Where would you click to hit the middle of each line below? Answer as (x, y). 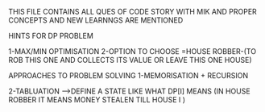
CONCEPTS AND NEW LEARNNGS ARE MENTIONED (96, 20)
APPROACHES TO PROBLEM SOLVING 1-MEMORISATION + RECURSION (128, 75)
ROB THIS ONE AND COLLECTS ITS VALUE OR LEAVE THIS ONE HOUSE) (130, 60)
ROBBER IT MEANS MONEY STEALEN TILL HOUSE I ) (97, 100)
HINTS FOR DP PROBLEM (51, 36)
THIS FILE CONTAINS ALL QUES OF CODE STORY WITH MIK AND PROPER (133, 12)
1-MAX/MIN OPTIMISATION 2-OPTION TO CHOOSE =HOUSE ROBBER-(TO (132, 51)
